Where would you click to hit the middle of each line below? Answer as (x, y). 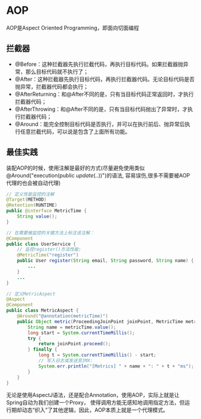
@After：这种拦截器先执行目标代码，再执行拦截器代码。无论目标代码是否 (105, 79)
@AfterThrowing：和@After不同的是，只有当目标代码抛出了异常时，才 (101, 109)
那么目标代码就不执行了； (57, 71)
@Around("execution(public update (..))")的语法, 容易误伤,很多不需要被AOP (98, 175)
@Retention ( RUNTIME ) (32, 205)
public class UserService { (41, 244)
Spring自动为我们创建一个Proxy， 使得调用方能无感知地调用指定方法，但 (95, 403)
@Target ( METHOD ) (26, 200)
